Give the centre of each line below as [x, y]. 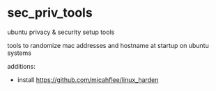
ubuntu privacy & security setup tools [61, 32]
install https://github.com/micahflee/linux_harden [88, 80]
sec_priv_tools [50, 13]
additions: [22, 66]
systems [19, 53]
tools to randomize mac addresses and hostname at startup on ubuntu [108, 45]
